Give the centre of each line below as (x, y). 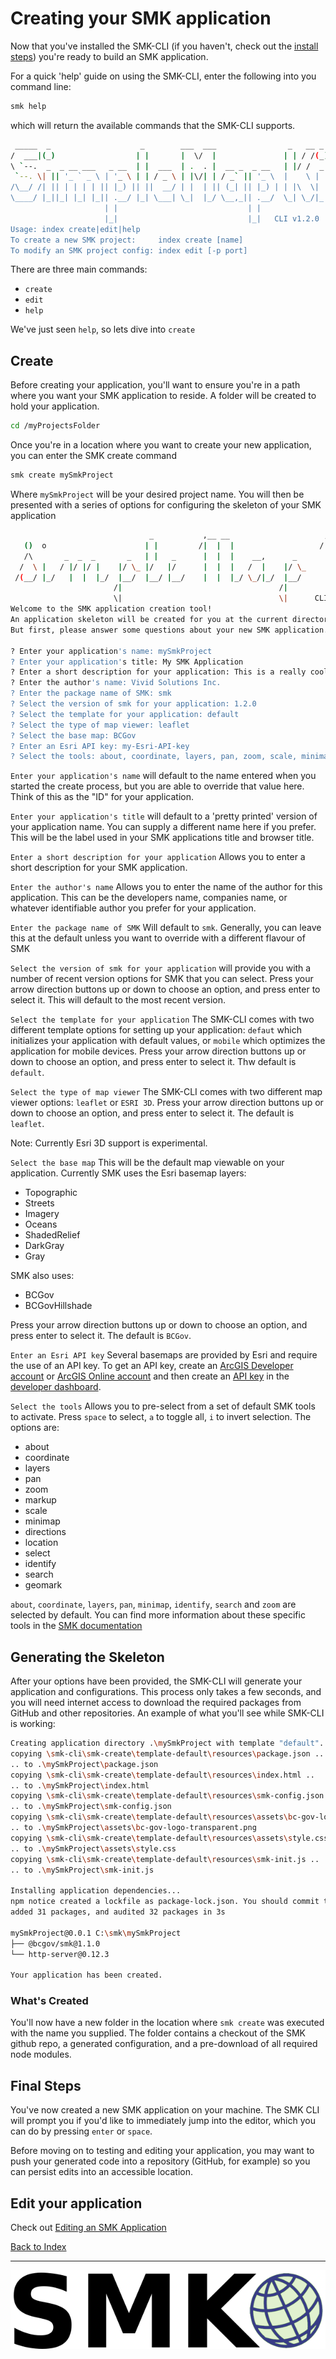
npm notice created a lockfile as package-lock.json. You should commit (165, 1902)
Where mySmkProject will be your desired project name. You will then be (157, 494)
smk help (28, 106)
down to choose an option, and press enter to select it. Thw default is (153, 1062)
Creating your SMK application (141, 18)
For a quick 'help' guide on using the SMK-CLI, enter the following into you (163, 76)
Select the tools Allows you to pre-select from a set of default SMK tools (163, 1406)
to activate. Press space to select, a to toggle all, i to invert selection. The (161, 1417)
